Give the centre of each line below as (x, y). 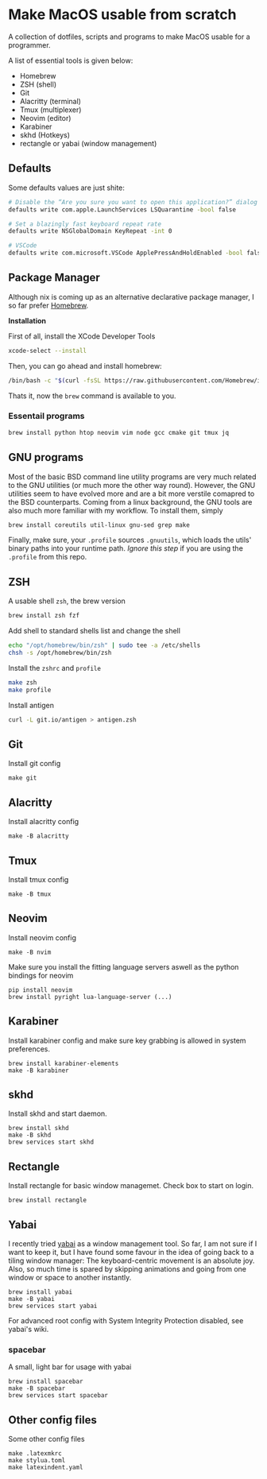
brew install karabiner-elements (64, 1063)
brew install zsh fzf (44, 616)
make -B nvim (30, 952)
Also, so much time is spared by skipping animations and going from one (127, 1268)
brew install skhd (39, 1129)
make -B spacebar (37, 1388)
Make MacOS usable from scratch (122, 15)
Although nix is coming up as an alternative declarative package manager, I (131, 296)
